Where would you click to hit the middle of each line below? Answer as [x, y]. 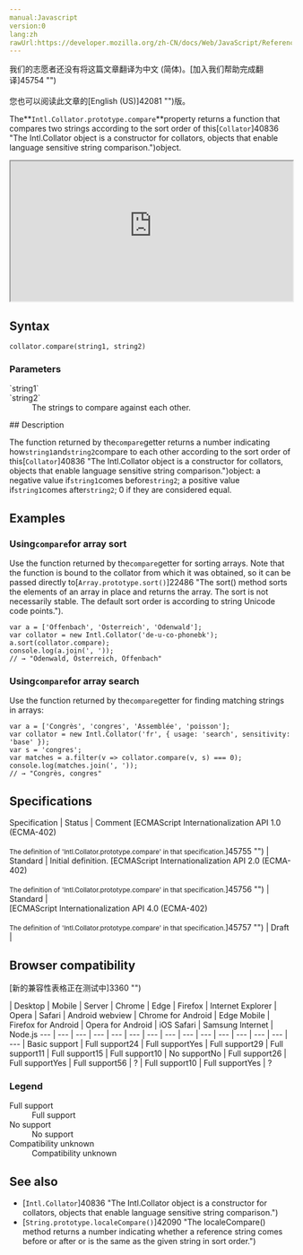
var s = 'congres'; [46, 750]
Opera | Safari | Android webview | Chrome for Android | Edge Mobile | [140, 1015]
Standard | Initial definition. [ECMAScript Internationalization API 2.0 [134, 861]
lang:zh [24, 34]
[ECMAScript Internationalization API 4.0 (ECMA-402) [108, 909]
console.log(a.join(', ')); [62, 651]
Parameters [35, 368]
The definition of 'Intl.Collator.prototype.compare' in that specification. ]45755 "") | [139, 852]
